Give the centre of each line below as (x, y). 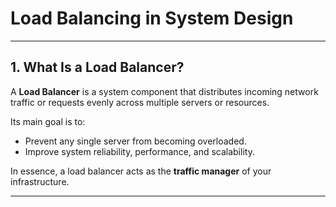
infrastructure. (40, 181)
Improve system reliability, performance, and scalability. (139, 151)
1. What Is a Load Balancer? (97, 67)
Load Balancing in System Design (152, 18)
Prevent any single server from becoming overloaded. (135, 141)
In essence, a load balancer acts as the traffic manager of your (141, 171)
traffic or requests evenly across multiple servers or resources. (140, 102)
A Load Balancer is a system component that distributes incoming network (164, 91)
